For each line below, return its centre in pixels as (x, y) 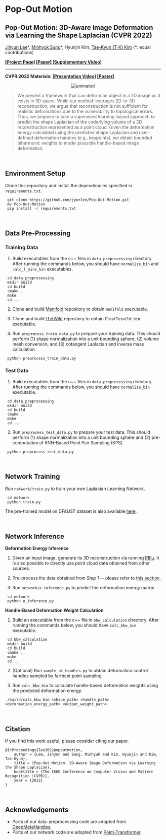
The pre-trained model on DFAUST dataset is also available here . (71, 511)
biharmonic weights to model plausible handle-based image (78, 143)
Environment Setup (35, 174)
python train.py (24, 502)
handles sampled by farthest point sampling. (58, 676)
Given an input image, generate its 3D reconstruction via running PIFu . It (86, 558)
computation (25, 442)
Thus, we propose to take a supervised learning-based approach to (86, 117)
